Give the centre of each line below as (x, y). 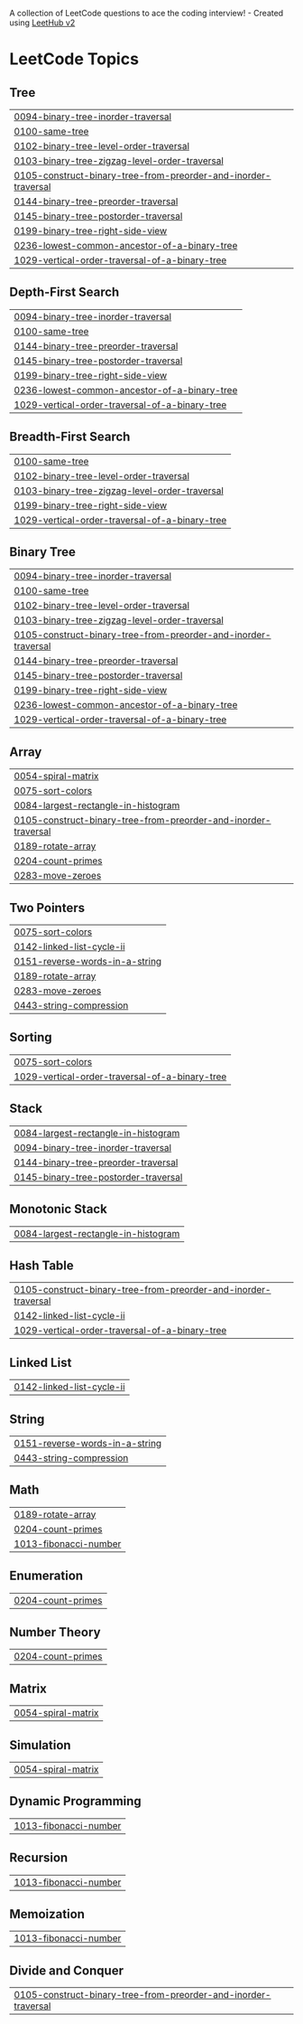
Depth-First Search (64, 292)
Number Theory (55, 1632)
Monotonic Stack (59, 1209)
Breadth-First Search (70, 437)
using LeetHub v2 (42, 23)
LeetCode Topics (74, 59)
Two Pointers (47, 908)
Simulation (40, 1745)
